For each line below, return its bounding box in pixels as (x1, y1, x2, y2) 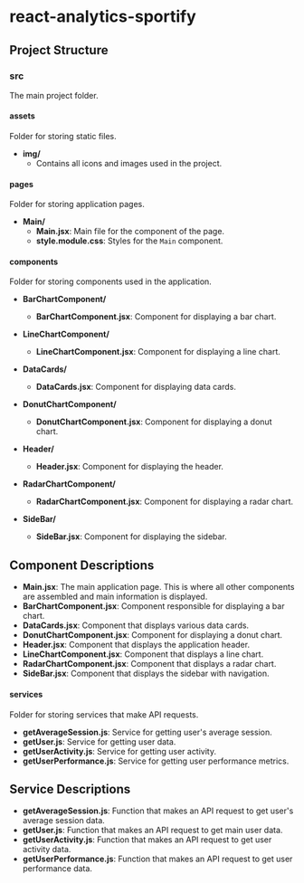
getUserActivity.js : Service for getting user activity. (22, 745, 217, 756)
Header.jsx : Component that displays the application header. (22, 640, 251, 650)
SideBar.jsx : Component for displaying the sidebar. (35, 531, 228, 542)
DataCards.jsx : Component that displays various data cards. (22, 620, 250, 631)
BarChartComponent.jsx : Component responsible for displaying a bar (22, 601, 285, 612)
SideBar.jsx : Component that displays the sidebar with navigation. (22, 668, 270, 679)
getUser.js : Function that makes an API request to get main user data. (22, 825, 283, 836)
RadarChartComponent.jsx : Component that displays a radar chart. (22, 659, 277, 669)
